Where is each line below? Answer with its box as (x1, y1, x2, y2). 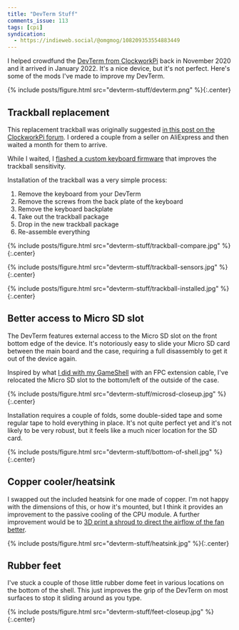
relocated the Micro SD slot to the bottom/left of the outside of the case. (7, 376, 220, 384)
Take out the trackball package (17, 212, 109, 221)
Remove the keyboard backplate (17, 204, 113, 213)
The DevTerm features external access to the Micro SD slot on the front (7, 331, 218, 340)
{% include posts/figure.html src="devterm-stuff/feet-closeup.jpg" (7, 608, 204, 616)
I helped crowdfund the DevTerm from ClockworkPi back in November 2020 (7, 56, 231, 65)
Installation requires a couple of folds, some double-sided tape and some (7, 411, 223, 419)
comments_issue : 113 (7, 17, 69, 24)
